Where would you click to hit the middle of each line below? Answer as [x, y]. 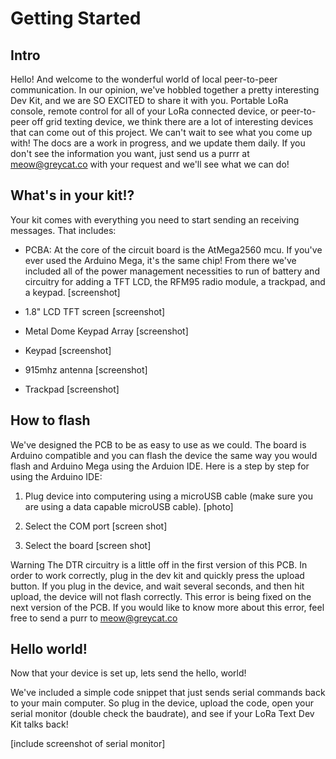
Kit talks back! [39, 724]
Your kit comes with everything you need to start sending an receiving [155, 219]
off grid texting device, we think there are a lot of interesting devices [172, 121]
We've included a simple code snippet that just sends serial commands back [168, 693]
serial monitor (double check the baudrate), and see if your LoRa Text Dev [162, 714]
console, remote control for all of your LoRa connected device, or [145, 111]
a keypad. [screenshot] [72, 292]
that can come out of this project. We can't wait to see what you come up [161, 132]
